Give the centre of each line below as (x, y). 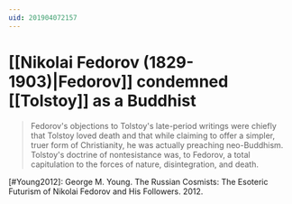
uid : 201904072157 (43, 18)
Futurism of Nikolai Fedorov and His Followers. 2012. (106, 191)
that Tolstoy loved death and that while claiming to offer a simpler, (153, 135)
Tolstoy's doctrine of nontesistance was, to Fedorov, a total (140, 154)
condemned (182, 81)
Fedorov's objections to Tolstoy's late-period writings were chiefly (153, 125)
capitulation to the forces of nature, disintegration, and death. (144, 164)
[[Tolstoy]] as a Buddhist (102, 101)
